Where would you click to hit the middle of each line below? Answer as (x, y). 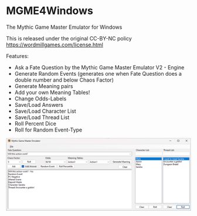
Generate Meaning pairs (44, 86)
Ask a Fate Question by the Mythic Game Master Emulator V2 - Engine (99, 67)
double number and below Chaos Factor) (64, 80)
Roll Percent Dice (35, 123)
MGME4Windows (50, 11)
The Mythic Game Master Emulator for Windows (64, 27)
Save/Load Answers (39, 104)
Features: (18, 56)
